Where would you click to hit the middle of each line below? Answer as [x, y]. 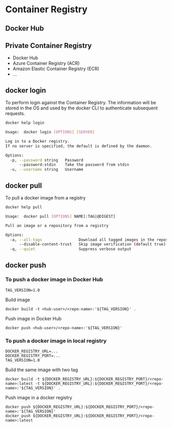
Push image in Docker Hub [34, 319]
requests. [15, 114]
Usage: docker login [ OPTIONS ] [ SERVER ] [50, 132]
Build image [18, 300]
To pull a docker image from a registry [46, 198]
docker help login [25, 123]
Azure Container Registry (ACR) [46, 63]
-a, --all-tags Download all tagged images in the [82, 240]
